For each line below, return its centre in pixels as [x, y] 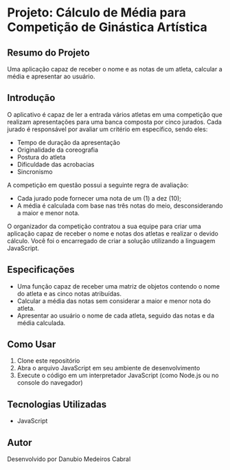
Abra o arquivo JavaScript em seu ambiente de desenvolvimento [108, 368]
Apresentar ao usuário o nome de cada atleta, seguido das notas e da [116, 315]
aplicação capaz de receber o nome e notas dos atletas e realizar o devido [113, 233]
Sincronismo [35, 171]
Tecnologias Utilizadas [57, 404]
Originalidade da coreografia [57, 150]
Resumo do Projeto [49, 53]
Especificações [41, 270]
